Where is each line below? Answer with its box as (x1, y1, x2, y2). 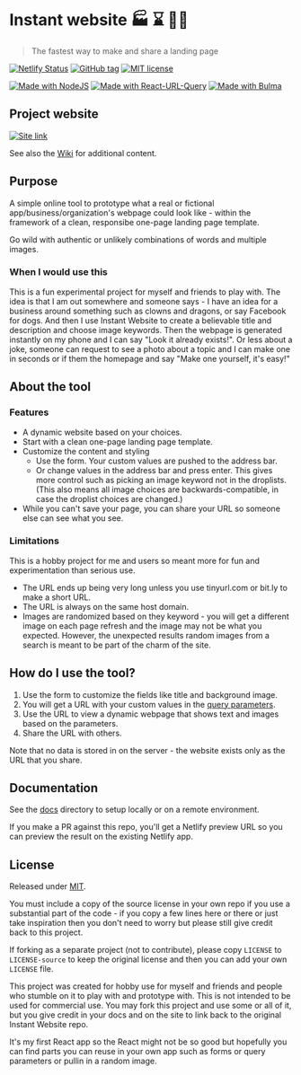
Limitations (9, 534, 60, 547)
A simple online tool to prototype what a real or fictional (9, 198, 215, 208)
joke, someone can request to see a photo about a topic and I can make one (9, 343, 290, 354)
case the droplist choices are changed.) (35, 493, 183, 504)
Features (9, 406, 49, 419)
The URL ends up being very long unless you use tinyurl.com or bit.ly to (22, 582, 288, 593)
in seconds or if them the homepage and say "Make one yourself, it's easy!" (9, 353, 290, 364)
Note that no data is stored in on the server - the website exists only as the (9, 745, 286, 755)
